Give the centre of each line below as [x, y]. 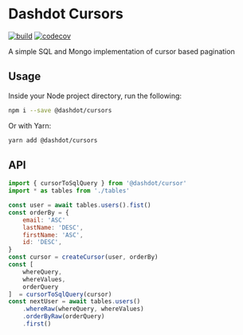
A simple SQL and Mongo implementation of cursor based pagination [121, 51]
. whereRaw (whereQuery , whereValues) [84, 309]
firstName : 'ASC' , [53, 235]
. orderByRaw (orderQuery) [64, 317]
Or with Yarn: [30, 125]
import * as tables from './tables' [69, 191]
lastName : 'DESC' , [53, 227]
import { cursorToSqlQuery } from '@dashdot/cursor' [98, 183]
